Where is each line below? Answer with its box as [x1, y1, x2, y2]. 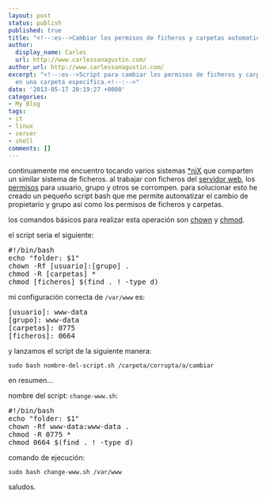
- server [8, 129, 37, 137]
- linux [8, 122, 34, 130]
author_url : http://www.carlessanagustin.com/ [8, 63, 165, 71]
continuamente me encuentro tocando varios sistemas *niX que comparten [8, 166, 253, 175]
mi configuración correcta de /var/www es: [8, 293, 145, 302]
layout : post [8, 11, 51, 20]
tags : [8, 108, 26, 116]
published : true [8, 26, 62, 34]
